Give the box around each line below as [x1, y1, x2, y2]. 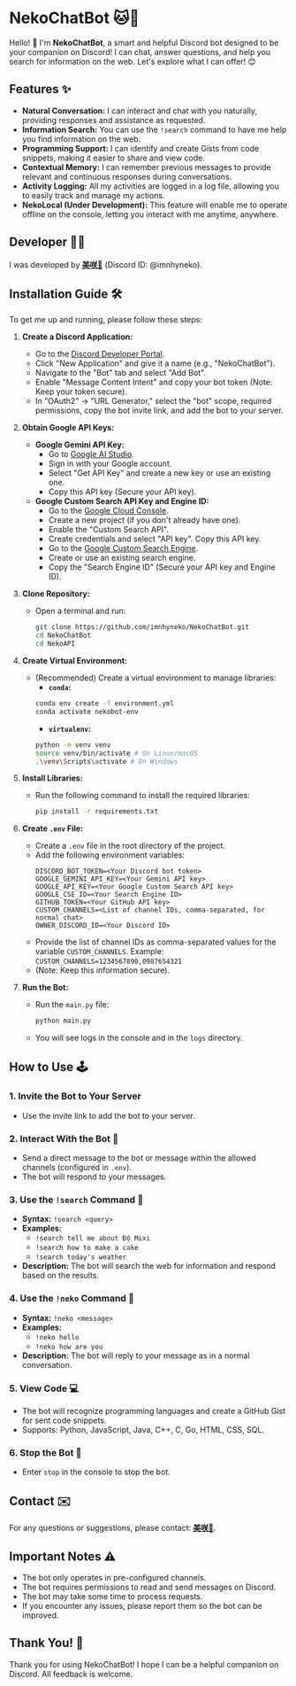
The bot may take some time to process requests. [21, 1590, 203, 1602]
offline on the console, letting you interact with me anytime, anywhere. [21, 208, 279, 220]
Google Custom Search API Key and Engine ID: [34, 496, 209, 507]
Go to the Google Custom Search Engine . [48, 543, 199, 554]
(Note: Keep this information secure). [34, 965, 171, 975]
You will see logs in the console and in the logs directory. [34, 1032, 243, 1044]
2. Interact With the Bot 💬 [9, 1132, 119, 1145]
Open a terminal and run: [34, 606, 126, 617]
